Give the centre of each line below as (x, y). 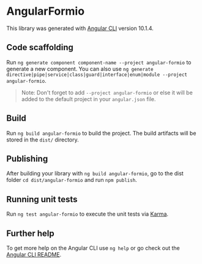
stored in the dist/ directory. (43, 140)
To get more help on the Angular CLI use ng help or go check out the (93, 248)
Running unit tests (42, 199)
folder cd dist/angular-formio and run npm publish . (72, 180)
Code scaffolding (40, 47)
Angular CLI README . (34, 255)
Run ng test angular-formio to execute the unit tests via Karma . (88, 214)
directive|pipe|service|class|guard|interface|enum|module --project (97, 75)
